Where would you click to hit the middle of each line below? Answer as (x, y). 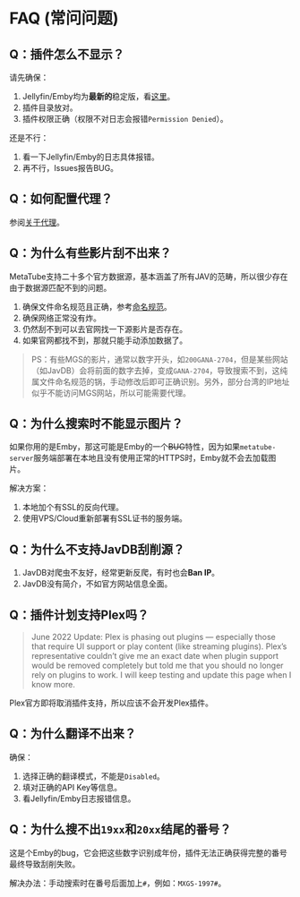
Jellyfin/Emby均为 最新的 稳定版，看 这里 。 (99, 96)
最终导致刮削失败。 (45, 864)
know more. (53, 685)
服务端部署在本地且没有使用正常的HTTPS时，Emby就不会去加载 (150, 458)
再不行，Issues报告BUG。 (70, 168)
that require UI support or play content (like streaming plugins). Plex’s (159, 646)
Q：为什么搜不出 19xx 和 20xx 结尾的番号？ (120, 829)
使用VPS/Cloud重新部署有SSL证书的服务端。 (105, 518)
